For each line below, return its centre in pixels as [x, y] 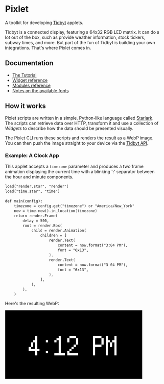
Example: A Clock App [32, 155]
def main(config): [24, 201]
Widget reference [30, 80]
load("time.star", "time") [33, 191]
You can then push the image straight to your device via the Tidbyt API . [77, 143]
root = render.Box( [43, 226]
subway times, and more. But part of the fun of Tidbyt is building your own [80, 42]
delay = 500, [36, 221]
